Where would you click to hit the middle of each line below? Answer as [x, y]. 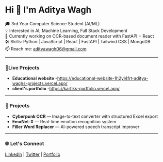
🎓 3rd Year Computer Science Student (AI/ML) [52, 23]
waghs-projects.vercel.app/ [40, 83]
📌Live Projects [22, 67]
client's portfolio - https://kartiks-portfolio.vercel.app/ [66, 89]
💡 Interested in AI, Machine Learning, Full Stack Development [66, 31]
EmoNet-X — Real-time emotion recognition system [64, 121]
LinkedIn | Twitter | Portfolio [33, 154]
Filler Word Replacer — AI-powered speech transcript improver [76, 127]
